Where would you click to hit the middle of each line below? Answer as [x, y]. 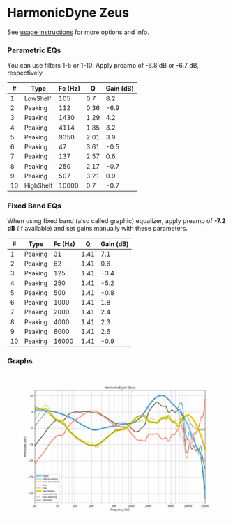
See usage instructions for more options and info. [78, 32]
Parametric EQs [34, 50]
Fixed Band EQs [34, 206]
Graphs [20, 361]
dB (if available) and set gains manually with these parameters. [98, 229]
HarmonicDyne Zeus [68, 13]
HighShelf [38, 185]
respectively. [25, 73]
